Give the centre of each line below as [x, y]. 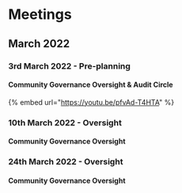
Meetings [40, 15]
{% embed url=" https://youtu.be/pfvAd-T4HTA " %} [91, 102]
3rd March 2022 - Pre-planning [69, 66]
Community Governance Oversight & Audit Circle [91, 85]
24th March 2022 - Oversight [66, 161]
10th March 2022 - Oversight [65, 122]
